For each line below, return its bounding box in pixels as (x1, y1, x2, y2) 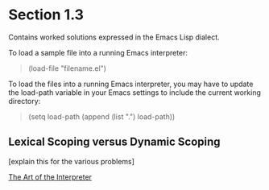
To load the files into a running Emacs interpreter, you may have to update (8, 79, 254, 89)
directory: (8, 96, 41, 105)
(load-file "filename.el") (27, 63, 107, 73)
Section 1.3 (8, 6, 85, 24)
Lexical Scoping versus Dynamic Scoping (8, 135, 221, 149)
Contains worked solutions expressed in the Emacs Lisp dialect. (8, 32, 220, 42)
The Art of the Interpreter (8, 171, 93, 182)
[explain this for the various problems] (8, 156, 135, 166)
